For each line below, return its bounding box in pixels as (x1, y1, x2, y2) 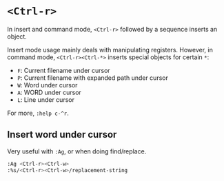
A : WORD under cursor (17, 88, 81, 96)
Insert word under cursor (7, 129, 117, 140)
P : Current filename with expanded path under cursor (17, 74, 169, 82)
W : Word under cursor (17, 81, 78, 89)
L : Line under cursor (17, 95, 74, 104)
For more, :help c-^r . (7, 109, 69, 117)
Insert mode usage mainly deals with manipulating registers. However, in (7, 45, 214, 54)
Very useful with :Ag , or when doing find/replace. (7, 147, 147, 156)
